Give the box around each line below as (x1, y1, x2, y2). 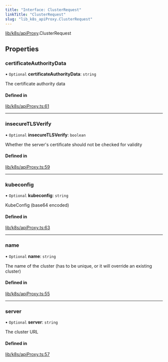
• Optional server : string (5, 319, 58, 325)
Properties (5, 44, 39, 53)
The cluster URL (5, 329, 38, 335)
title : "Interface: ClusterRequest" (5, 7, 81, 12)
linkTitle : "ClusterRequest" (5, 12, 66, 17)
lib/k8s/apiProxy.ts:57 (5, 352, 50, 358)
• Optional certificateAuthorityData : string (5, 71, 96, 77)
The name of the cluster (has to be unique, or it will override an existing (5, 263, 152, 269)
